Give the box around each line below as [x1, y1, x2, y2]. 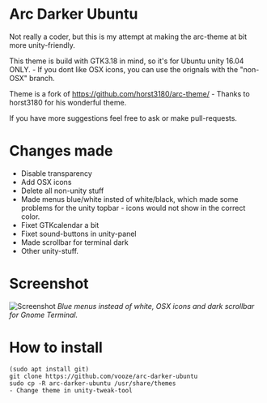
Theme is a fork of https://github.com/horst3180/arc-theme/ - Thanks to [9, 88, 250, 98]
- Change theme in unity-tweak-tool [9, 386, 133, 394]
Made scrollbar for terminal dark [20, 237, 129, 247]
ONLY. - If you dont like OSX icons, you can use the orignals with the [9, 64, 239, 74]
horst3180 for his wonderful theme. [9, 97, 127, 107]
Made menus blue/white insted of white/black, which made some [20, 194, 239, 204]
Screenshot [9, 275, 89, 293]
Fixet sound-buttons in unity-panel [20, 229, 137, 238]
